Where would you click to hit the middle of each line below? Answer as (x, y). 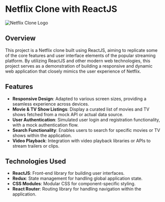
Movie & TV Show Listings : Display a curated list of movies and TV (81, 109)
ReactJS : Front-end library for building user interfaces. (68, 173)
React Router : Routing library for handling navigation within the (77, 189)
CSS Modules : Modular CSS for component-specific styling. (74, 184)
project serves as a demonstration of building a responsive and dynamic (79, 66)
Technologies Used (35, 161)
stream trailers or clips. (36, 146)
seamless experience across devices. (51, 104)
